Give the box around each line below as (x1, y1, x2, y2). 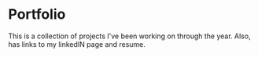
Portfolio (8, 5, 66, 23)
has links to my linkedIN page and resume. (8, 39, 146, 48)
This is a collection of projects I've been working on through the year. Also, (8, 31, 251, 41)
